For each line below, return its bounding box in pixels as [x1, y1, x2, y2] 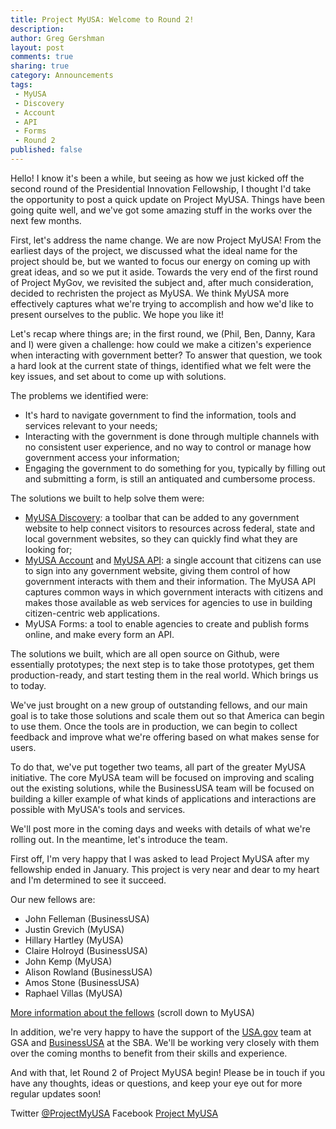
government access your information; [24, 451, 180, 463]
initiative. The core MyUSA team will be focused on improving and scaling [10, 771, 315, 783]
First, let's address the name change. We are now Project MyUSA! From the [10, 234, 322, 246]
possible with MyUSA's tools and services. [10, 803, 186, 815]
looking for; [24, 543, 73, 555]
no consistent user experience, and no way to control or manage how [24, 441, 312, 453]
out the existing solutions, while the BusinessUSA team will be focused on [10, 782, 315, 794]
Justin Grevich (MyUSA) [24, 923, 125, 935]
